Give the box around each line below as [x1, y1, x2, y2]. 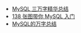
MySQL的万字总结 [11, 20, 57, 27]
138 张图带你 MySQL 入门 [11, 13, 75, 20]
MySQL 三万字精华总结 [11, 5, 69, 12]
